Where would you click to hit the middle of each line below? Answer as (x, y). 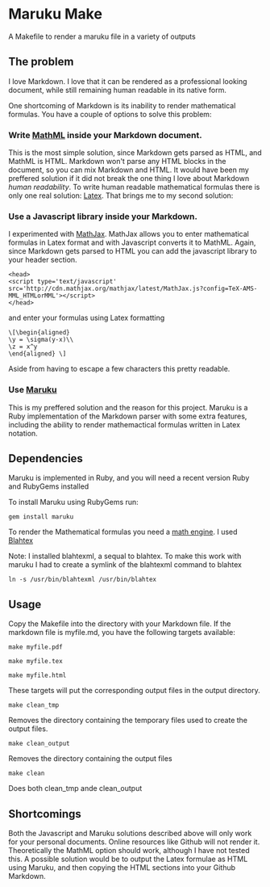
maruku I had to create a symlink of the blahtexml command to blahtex (125, 565)
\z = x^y (23, 347)
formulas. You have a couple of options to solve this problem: (110, 114)
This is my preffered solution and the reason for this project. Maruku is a (128, 407)
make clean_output (39, 744)
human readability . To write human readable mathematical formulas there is (134, 187)
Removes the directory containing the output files (90, 759)
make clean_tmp (34, 705)
